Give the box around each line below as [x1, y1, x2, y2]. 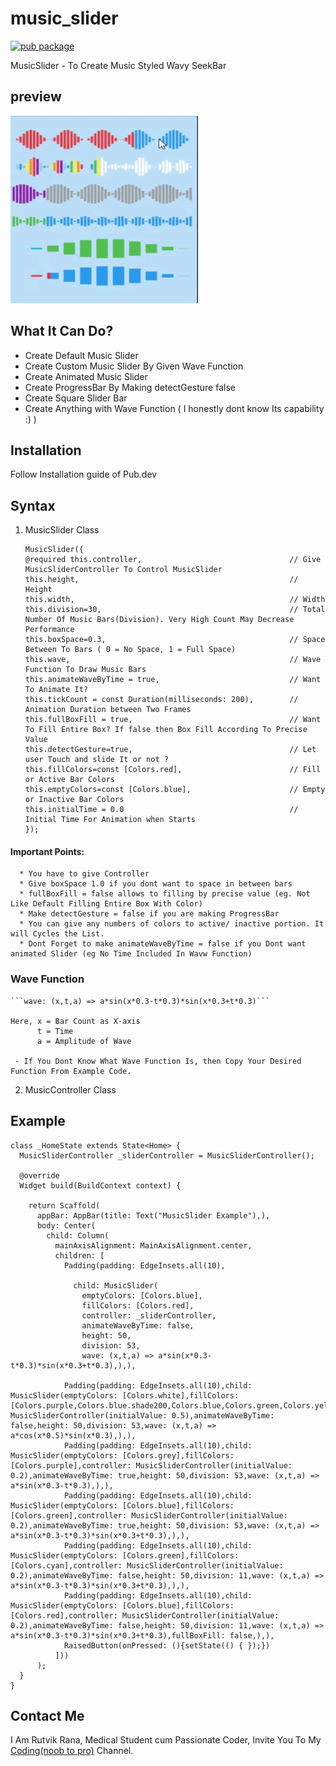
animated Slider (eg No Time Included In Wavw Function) [10, 949, 253, 959]
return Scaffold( [28, 1200, 101, 1211]
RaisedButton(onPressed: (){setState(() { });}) [63, 1640, 271, 1651]
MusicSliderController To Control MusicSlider [24, 565, 223, 575]
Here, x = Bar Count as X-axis [10, 1016, 141, 1026]
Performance [24, 625, 75, 635]
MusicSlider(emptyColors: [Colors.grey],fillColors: [10, 1450, 235, 1461]
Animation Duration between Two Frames [24, 705, 192, 715]
